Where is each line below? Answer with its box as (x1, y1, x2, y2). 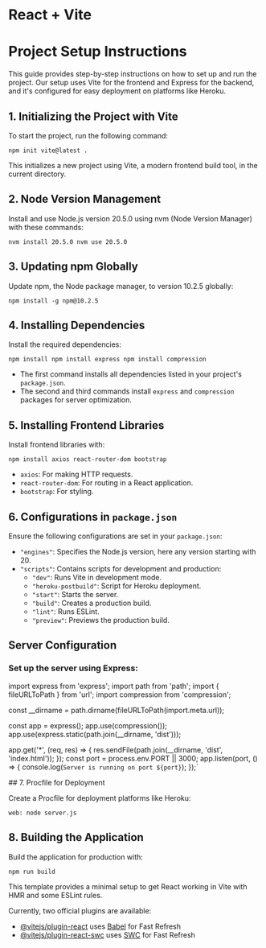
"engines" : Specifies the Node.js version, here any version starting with (19, 547, 256, 556)
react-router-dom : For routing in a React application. (19, 478, 194, 488)
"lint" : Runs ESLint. (31, 607, 100, 616)
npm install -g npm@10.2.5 (8, 296, 99, 305)
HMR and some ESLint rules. (8, 890, 103, 900)
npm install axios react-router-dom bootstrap (8, 455, 167, 464)
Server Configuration (8, 638, 117, 653)
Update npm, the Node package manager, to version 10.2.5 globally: (8, 281, 234, 291)
